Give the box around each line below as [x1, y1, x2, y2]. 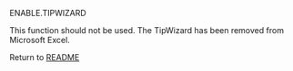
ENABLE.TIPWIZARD [9, 8, 86, 18]
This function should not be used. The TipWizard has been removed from [9, 25, 285, 35]
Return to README [9, 52, 80, 62]
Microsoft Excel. [9, 35, 70, 45]
